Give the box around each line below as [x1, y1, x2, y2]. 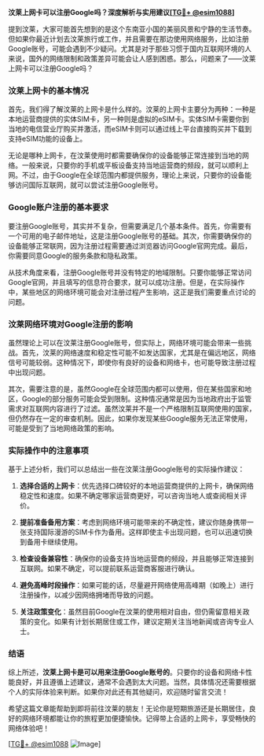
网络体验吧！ [8, 724, 49, 733]
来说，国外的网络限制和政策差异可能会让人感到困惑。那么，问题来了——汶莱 [8, 54, 256, 63]
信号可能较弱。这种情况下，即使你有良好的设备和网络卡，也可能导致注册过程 [8, 357, 256, 367]
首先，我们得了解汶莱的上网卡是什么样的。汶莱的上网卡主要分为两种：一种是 [8, 105, 256, 114]
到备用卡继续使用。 [19, 537, 82, 547]
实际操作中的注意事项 [8, 444, 89, 455]
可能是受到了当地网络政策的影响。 [8, 423, 119, 433]
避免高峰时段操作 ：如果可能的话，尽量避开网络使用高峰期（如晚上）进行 [19, 581, 254, 590]
